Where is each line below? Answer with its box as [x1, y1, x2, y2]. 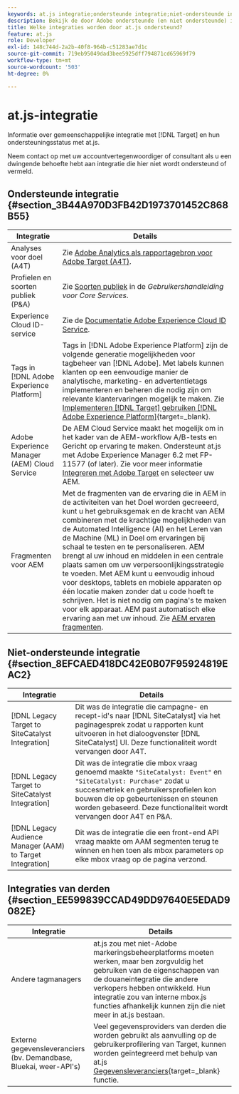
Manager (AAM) [11, 841, 65, 851]
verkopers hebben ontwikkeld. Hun [93, 983, 211, 993]
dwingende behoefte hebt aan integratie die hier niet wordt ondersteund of [7, 160, 227, 168]
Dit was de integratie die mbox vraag [75, 758, 198, 768]
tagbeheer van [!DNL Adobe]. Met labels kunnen [62, 358, 224, 368]
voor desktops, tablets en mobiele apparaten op [62, 578, 223, 588]
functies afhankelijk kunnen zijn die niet [93, 1001, 225, 1011]
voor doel [11, 252, 43, 262]
